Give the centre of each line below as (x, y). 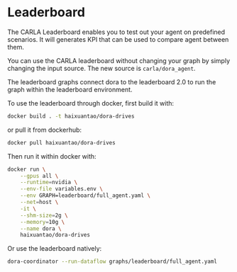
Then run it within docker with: (52, 156)
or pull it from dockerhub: (45, 130)
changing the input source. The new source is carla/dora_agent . (101, 68)
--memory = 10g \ (43, 222)
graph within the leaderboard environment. (70, 89)
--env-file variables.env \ (61, 189)
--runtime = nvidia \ (49, 182)
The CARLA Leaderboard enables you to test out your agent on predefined (116, 32)
